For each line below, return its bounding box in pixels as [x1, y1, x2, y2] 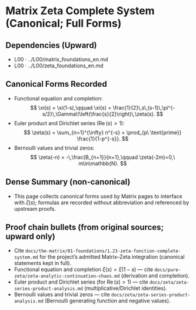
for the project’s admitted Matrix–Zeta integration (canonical [39, 253, 185, 260]
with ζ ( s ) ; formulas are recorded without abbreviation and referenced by [14, 199, 190, 206]
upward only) [5, 231, 55, 242]
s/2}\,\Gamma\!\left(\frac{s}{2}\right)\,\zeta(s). [42, 110, 155, 118]
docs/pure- [154, 267, 181, 273]
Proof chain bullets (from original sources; [5, 223, 164, 233]
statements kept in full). [14, 260, 72, 267]
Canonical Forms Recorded [5, 79, 107, 89]
